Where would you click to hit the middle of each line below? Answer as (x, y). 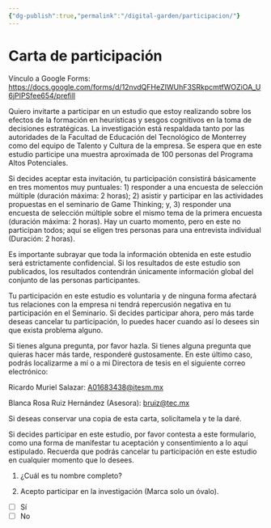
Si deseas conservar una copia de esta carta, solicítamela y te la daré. (125, 418)
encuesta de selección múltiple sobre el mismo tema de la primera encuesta (135, 213)
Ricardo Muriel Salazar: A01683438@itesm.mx (86, 387)
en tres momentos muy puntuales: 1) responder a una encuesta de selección (136, 187)
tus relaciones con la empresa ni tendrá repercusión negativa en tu (120, 304)
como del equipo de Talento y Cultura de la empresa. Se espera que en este (135, 146)
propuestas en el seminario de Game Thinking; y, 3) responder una (120, 204)
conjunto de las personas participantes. (74, 280)
